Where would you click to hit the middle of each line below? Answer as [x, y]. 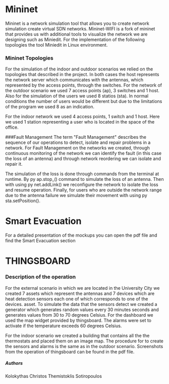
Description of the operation [41, 277]
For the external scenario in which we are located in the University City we [82, 288]
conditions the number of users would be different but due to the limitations [84, 101]
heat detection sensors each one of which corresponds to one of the [77, 299]
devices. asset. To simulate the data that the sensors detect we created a [81, 304]
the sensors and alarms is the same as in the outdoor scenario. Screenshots [84, 346]
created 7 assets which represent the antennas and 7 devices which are [80, 293]
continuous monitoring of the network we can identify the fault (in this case [83, 153]
